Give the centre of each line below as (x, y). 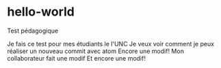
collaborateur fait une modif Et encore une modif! (76, 58)
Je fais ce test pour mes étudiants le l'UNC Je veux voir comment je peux (110, 44)
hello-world (41, 12)
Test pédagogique (33, 31)
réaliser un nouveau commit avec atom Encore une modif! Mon (96, 51)
